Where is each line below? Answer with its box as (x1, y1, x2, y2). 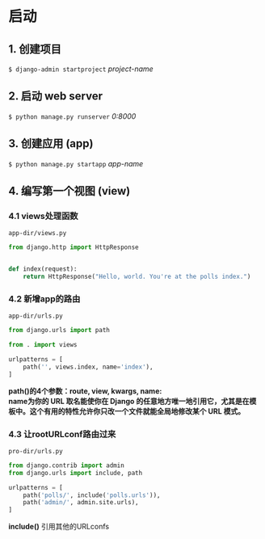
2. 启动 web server (8, 90, 103, 103)
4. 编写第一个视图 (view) (8, 184, 131, 198)
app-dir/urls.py (8, 312, 63, 320)
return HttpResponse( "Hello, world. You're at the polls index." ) (23, 272, 251, 281)
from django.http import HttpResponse (8, 243, 139, 251)
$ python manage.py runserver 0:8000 (8, 111, 137, 121)
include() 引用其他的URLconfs (8, 522, 110, 532)
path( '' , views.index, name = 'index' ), (23, 363, 154, 371)
